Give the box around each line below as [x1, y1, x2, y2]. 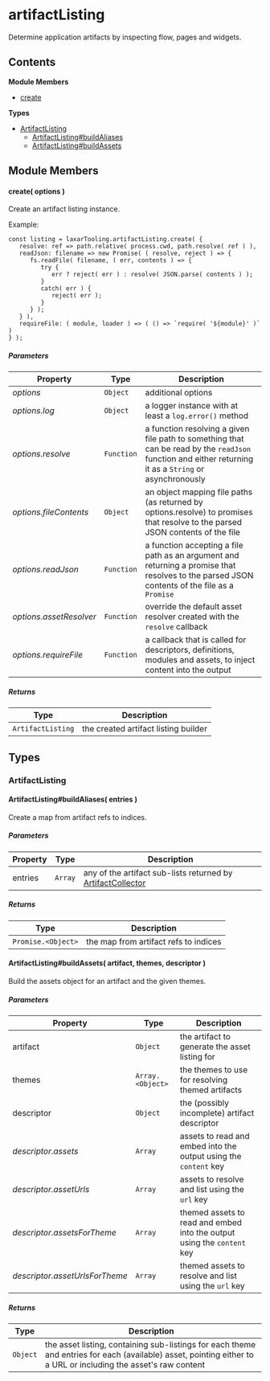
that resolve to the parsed [145, 517, 243, 528]
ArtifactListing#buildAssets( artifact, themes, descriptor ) [8, 958, 207, 968]
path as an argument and [145, 550, 239, 561]
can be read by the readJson [145, 444, 252, 455]
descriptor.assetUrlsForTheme [12, 1270, 128, 1281]
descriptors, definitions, [145, 645, 235, 656]
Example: [8, 219, 39, 230]
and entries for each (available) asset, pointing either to [45, 1349, 255, 1360]
